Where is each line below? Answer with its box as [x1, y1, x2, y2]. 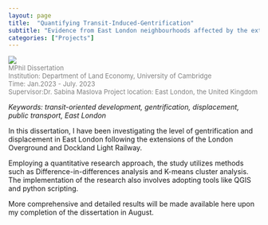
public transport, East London [8, 111, 106, 120]
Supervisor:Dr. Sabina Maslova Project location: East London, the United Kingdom [8, 87, 258, 96]
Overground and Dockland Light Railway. [8, 143, 143, 153]
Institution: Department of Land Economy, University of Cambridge [8, 72, 212, 80]
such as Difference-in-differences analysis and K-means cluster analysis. [8, 167, 249, 177]
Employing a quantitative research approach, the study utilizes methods [8, 158, 244, 168]
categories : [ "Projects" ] [8, 33, 94, 42]
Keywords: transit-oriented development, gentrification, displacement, [8, 103, 239, 112]
